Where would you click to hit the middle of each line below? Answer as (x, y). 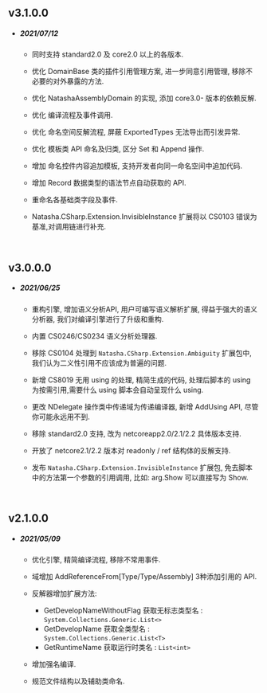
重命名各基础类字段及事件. (75, 200)
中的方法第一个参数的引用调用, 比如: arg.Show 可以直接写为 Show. (140, 477)
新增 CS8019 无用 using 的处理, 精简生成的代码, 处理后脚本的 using (141, 380)
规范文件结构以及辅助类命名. (78, 681)
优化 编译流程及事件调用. (72, 115)
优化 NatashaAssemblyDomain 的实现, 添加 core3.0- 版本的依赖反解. (144, 98)
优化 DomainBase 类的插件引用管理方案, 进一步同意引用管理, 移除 (139, 72)
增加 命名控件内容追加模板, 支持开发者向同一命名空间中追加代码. (137, 166)
